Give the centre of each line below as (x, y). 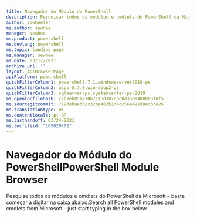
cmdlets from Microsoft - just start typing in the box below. (77, 208)
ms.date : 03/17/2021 (31, 60)
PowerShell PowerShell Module (83, 167)
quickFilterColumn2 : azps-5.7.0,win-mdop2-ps (62, 88)
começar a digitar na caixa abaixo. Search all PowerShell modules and (90, 202)
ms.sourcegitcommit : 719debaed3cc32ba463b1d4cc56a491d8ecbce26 (85, 104)
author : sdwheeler (28, 22)
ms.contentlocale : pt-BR (36, 115)
